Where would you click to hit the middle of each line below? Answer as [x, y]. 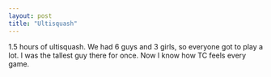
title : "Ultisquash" [43, 24]
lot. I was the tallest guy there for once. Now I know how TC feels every [127, 55]
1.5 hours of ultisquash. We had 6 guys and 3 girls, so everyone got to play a [136, 46]
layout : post [30, 16]
